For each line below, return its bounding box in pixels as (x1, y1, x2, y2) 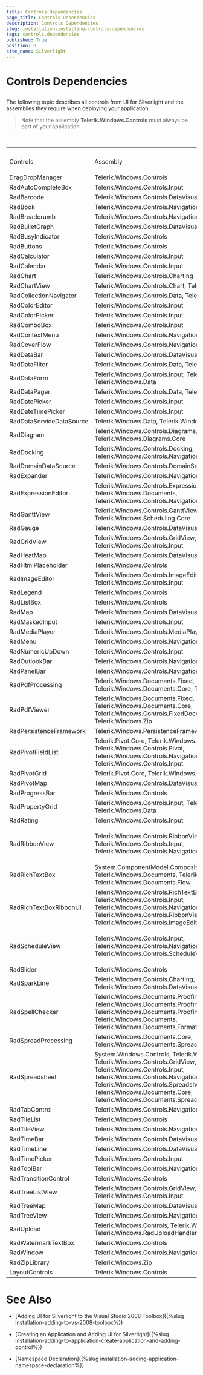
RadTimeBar (9, 1135, 45, 1144)
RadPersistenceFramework (9, 727, 86, 735)
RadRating (9, 816, 39, 824)
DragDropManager (9, 173, 63, 182)
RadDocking (9, 448, 44, 457)
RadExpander (9, 472, 48, 480)
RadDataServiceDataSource (9, 417, 89, 426)
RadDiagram (9, 431, 45, 439)
